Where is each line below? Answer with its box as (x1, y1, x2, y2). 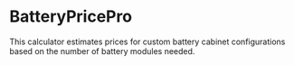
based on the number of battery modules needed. (9, 45, 195, 56)
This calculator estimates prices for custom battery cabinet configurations (9, 36, 286, 47)
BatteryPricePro (9, 6, 133, 27)
